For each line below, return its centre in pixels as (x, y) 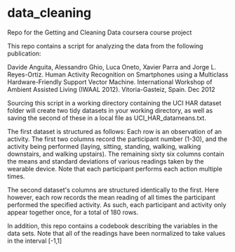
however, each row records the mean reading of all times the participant (112, 197)
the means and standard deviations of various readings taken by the (106, 161)
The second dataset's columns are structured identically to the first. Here (113, 190)
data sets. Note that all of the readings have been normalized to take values (116, 233)
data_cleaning (49, 13)
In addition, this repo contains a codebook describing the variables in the (113, 225)
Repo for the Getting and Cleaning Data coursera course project (100, 32)
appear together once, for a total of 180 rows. (73, 212)
